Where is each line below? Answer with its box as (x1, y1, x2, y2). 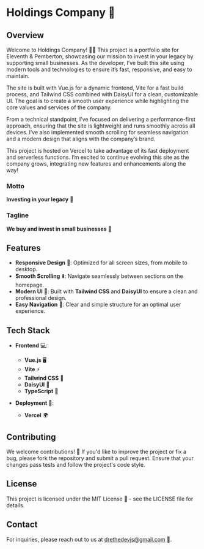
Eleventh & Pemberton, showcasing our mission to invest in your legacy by (6, 53, 194, 60)
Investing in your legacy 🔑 (6, 196, 74, 203)
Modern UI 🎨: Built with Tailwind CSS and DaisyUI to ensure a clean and (15, 288, 198, 295)
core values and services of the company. (6, 104, 112, 111)
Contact (6, 520, 38, 530)
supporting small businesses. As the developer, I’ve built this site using (6, 60, 184, 66)
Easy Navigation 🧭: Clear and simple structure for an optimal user (15, 301, 181, 309)
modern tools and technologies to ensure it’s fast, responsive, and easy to (6, 66, 192, 73)
